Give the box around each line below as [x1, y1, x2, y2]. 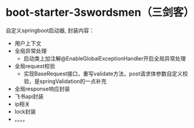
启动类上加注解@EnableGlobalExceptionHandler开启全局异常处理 [23, 55, 186, 62]
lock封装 [14, 107, 36, 115]
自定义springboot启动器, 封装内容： [5, 27, 95, 34]
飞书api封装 [14, 92, 44, 100]
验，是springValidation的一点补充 [23, 77, 107, 85]
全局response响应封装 [14, 85, 70, 92]
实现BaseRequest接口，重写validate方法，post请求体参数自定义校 [23, 70, 189, 77]
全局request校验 [14, 62, 55, 70]
